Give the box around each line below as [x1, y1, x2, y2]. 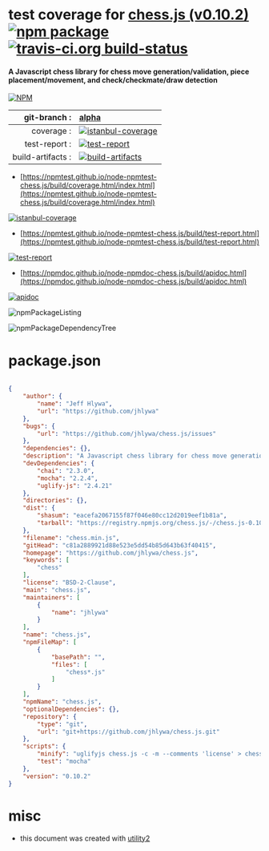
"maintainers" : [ [22, 593, 81, 602]
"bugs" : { [22, 422, 56, 430]
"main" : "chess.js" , [22, 586, 91, 594]
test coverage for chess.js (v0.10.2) [8, 6, 250, 24]
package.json [8, 351, 102, 369]
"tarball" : [37, 519, 74, 527]
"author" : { [22, 393, 62, 401]
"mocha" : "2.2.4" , [37, 474, 98, 482]
